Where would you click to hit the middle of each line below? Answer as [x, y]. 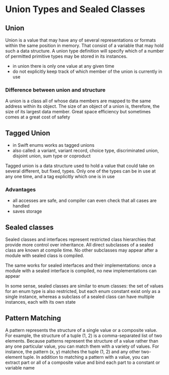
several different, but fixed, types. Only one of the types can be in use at [80, 171]
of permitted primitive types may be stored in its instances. [66, 56]
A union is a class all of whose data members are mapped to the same [78, 101]
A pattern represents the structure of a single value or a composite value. [81, 330]
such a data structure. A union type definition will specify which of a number [84, 51]
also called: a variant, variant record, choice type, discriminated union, [86, 151]
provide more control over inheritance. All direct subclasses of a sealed [79, 245]
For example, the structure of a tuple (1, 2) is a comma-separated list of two [84, 336]
